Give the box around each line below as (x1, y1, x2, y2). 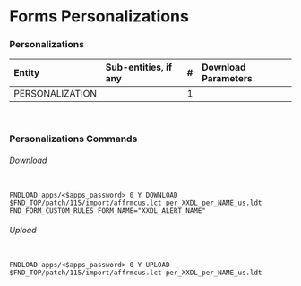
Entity (13, 67, 40, 80)
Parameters (201, 72, 253, 85)
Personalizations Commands (9, 132, 138, 145)
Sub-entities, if (105, 61, 173, 73)
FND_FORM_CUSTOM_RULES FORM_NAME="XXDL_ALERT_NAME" (9, 206, 206, 215)
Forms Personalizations (9, 6, 190, 27)
